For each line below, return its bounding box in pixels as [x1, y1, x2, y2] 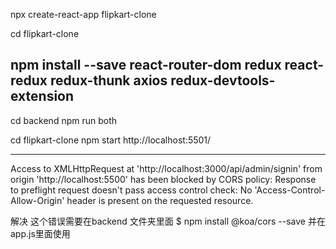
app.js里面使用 [10, 227, 71, 239]
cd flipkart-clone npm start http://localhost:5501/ [10, 134, 212, 146]
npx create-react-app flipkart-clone [10, 9, 157, 20]
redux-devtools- [170, 72, 276, 89]
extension [10, 88, 75, 105]
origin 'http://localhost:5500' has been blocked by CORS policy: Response [10, 173, 317, 185]
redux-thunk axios [50, 72, 168, 89]
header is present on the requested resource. [66, 194, 254, 206]
